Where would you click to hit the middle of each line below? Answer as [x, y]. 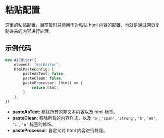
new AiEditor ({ [21, 60]
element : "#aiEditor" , [37, 65]
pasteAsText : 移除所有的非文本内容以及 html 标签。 [65, 112]
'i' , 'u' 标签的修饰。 [34, 124]
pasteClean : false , [43, 78]
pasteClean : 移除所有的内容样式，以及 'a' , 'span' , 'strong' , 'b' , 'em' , [84, 118]
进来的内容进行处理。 [31, 31]
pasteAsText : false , [44, 74]
